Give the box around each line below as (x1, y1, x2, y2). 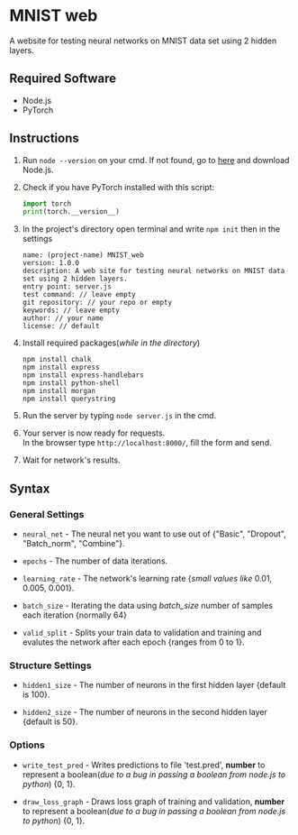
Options (9, 739, 45, 751)
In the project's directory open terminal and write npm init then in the (22, 224, 281, 234)
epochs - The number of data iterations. (22, 555, 168, 566)
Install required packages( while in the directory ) (22, 337, 201, 348)
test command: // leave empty (22, 290, 137, 299)
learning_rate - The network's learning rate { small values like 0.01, (22, 573, 273, 583)
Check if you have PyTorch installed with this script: (22, 181, 214, 192)
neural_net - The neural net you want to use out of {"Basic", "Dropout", (22, 528, 286, 539)
